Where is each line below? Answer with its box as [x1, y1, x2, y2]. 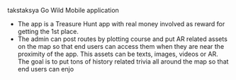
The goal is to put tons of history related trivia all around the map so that [17, 57, 229, 66]
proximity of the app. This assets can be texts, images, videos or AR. [17, 50, 218, 58]
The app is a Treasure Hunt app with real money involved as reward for [17, 20, 225, 28]
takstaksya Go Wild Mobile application [7, 6, 119, 14]
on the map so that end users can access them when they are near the [17, 42, 225, 50]
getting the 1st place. [17, 28, 79, 35]
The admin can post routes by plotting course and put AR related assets [17, 35, 228, 43]
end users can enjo [17, 65, 74, 73]
